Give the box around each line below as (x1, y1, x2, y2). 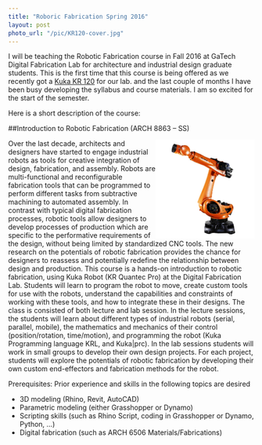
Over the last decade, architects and (8, 139, 125, 148)
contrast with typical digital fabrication (8, 206, 132, 215)
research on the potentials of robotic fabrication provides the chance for (8, 247, 241, 257)
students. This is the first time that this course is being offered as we (8, 68, 229, 78)
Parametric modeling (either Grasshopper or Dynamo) (19, 403, 194, 412)
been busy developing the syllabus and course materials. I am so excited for (8, 85, 253, 94)
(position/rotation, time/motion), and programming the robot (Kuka (8, 330, 221, 341)
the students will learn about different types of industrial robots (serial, (8, 314, 235, 323)
